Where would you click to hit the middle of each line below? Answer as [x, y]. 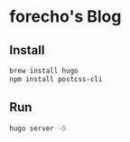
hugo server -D [38, 128]
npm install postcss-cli [56, 79]
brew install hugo [44, 71]
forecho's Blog [65, 17]
